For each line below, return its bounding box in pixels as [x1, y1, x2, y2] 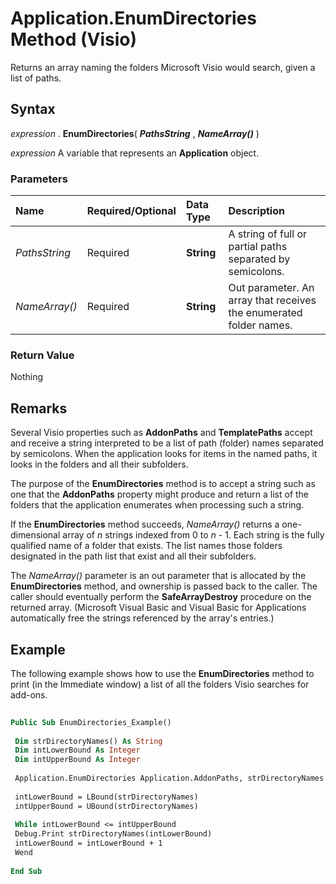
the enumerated [228, 306, 303, 320]
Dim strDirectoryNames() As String [14, 736, 163, 746]
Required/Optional [86, 204, 177, 218]
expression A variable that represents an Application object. [10, 147, 260, 159]
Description [228, 204, 285, 218]
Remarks [10, 400, 68, 417]
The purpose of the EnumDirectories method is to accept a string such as [10, 478, 316, 490]
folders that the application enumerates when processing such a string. [10, 499, 305, 511]
